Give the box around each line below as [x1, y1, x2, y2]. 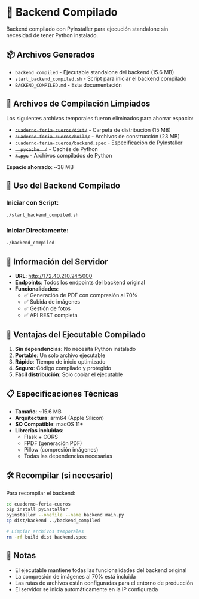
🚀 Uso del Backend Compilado [6, 180, 121, 190]
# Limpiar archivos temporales [6, 528, 84, 535]
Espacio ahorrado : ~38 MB [6, 163, 74, 170]
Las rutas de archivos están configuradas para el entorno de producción [14, 579, 194, 586]
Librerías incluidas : [14, 426, 64, 434]
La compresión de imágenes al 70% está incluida [14, 573, 136, 580]
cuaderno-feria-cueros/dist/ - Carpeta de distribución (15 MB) [14, 126, 172, 134]
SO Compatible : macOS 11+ [14, 420, 84, 428]
